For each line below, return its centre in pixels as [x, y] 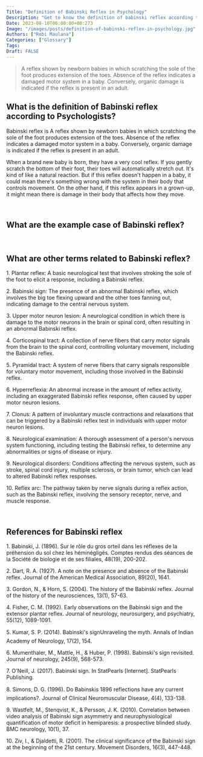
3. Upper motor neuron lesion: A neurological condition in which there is [96, 316]
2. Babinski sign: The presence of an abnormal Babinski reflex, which [92, 291]
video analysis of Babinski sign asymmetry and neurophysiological [89, 716]
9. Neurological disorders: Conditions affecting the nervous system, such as [101, 463]
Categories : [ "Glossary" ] [39, 40]
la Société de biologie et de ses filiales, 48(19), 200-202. [77, 559]
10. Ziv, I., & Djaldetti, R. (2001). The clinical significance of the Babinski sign [101, 741]
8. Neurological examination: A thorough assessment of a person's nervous [100, 439]
